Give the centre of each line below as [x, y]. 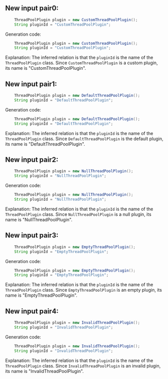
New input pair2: [32, 160]
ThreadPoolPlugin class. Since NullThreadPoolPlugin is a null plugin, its [78, 214]
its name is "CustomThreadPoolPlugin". [46, 68]
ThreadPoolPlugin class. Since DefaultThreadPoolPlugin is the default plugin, [84, 139]
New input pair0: [32, 8]
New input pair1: [31, 84]
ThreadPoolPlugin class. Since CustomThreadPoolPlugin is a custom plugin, [81, 63]
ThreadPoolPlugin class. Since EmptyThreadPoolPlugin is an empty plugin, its [83, 290]
